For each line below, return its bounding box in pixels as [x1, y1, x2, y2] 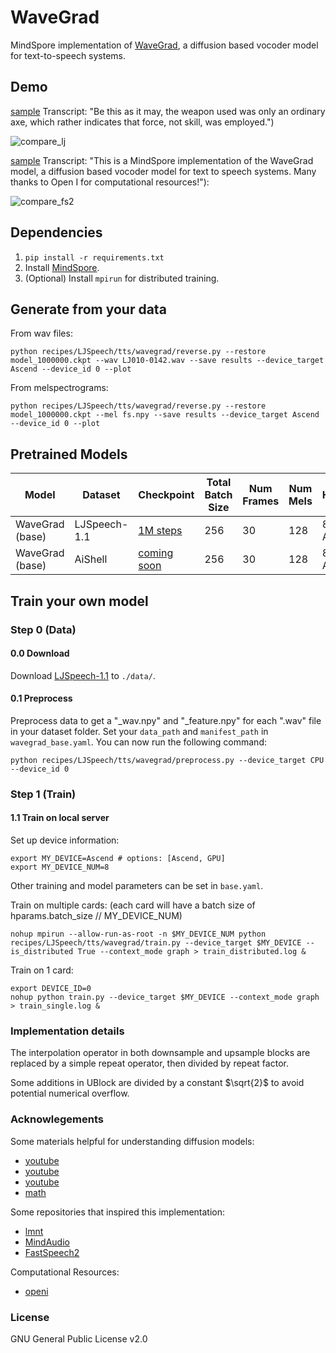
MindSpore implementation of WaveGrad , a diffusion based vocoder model [10, 39, 319, 51]
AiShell [74, 552, 108, 566]
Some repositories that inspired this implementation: [10, 1206, 226, 1218]
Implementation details [10, 1024, 125, 1038]
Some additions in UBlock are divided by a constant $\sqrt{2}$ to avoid [10, 1077, 305, 1089]
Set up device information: [10, 834, 120, 846]
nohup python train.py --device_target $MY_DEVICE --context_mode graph [10, 992, 320, 1003]
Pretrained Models [10, 446, 128, 463]
